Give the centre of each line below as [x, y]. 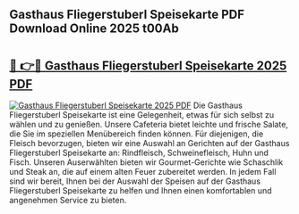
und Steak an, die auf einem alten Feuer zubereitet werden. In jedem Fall [143, 172]
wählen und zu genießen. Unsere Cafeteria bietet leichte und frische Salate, [149, 124]
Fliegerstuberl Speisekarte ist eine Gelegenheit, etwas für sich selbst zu [142, 115]
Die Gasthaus [218, 105]
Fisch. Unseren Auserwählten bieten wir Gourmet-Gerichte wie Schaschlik [146, 162]
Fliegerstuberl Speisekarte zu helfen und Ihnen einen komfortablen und [141, 190]
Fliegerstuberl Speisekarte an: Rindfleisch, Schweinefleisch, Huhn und [139, 152]
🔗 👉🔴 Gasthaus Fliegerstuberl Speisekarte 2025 [148, 66]
